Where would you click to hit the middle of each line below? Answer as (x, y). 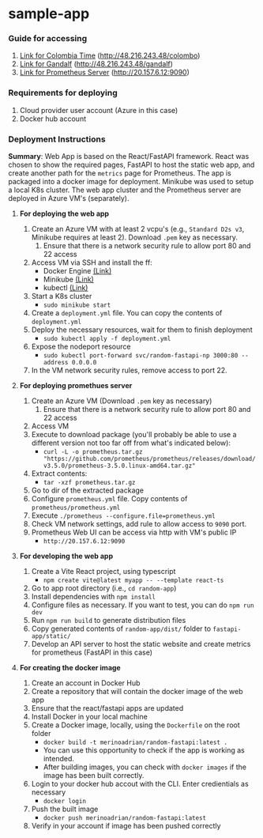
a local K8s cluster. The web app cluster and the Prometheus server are (125, 190)
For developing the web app (66, 556)
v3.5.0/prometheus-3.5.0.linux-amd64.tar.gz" (119, 466)
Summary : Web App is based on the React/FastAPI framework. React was (129, 157)
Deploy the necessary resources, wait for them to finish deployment (142, 330)
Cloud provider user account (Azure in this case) (99, 110)
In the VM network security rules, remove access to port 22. (129, 370)
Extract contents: (59, 474)
